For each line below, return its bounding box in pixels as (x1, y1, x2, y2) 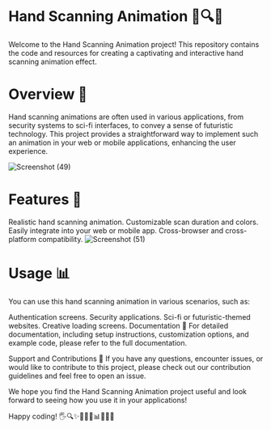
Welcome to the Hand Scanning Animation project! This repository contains (8, 39, 260, 49)
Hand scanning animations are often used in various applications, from (8, 112, 244, 121)
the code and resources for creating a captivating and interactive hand (8, 48, 244, 57)
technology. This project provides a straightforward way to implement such (8, 129, 259, 138)
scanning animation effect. (8, 57, 97, 66)
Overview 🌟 (8, 85, 87, 104)
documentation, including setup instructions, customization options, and (8, 329, 249, 339)
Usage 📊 (8, 265, 70, 282)
